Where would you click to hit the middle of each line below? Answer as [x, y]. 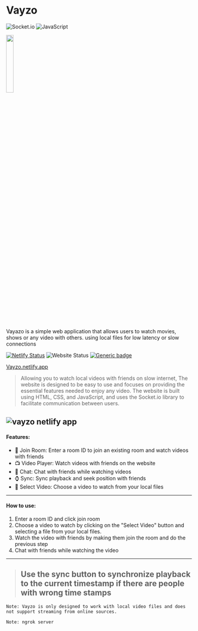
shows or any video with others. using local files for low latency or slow [93, 337]
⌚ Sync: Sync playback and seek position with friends [80, 478]
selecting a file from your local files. [58, 531]
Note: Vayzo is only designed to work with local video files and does [96, 606]
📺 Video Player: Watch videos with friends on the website [85, 463]
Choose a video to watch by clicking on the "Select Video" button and [99, 525]
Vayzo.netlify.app [27, 366]
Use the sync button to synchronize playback [105, 575]
